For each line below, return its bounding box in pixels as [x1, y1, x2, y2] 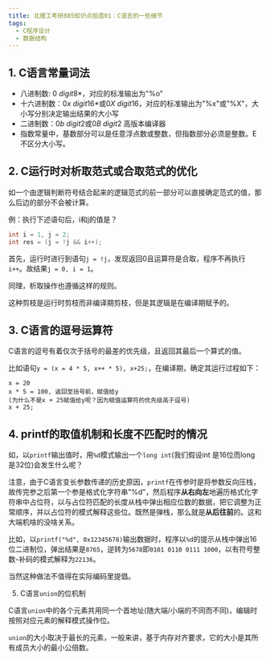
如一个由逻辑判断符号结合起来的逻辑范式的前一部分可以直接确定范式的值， [8, 187, 255, 197]
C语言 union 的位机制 [19, 589, 86, 598]
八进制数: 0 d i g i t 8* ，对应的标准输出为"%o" [19, 89, 163, 99]
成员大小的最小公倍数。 [14, 643, 93, 653]
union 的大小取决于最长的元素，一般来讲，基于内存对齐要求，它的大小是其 [8, 633, 252, 642]
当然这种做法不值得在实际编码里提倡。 [8, 572, 135, 581]
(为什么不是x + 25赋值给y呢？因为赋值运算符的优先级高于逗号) [8, 397, 190, 405]
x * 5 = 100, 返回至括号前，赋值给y [8, 388, 119, 396]
